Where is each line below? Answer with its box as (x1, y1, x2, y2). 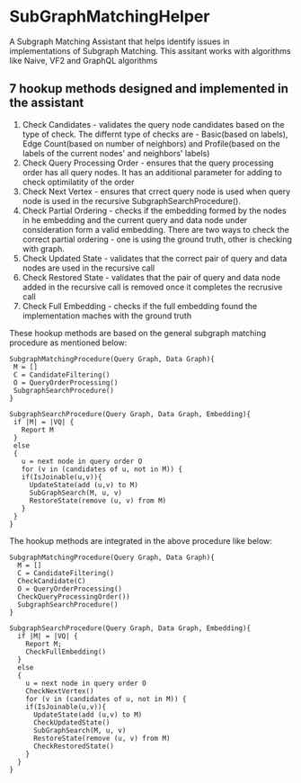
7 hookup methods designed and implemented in (9, 81, 289, 96)
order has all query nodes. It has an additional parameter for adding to (22, 166, 282, 177)
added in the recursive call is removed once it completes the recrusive (22, 281, 283, 292)
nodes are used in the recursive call (22, 262, 155, 273)
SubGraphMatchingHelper (9, 6, 210, 27)
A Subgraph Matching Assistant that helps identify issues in (9, 36, 230, 47)
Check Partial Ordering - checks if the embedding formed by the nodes (22, 205, 287, 216)
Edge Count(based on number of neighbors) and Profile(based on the (22, 138, 280, 149)
